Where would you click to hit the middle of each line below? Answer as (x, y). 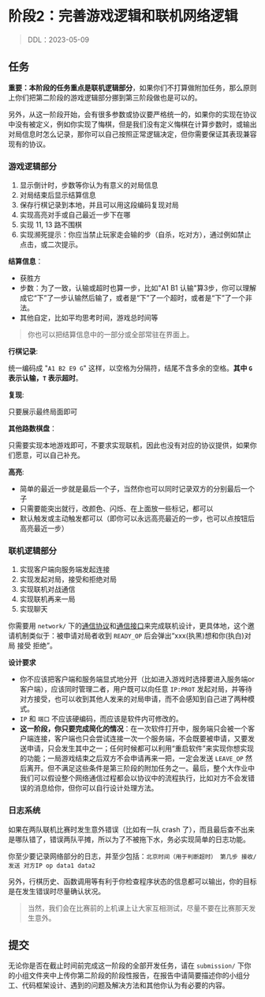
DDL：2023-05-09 (58, 40)
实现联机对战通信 (47, 589)
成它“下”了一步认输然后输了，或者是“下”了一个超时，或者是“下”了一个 (132, 298)
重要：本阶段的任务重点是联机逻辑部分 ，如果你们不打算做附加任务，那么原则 (132, 87)
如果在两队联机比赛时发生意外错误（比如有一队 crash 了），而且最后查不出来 (131, 829)
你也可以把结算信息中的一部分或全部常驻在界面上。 (110, 335)
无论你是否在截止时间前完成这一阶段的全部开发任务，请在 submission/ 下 (126, 965)
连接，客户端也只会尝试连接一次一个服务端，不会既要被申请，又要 (141, 739)
